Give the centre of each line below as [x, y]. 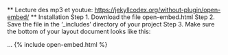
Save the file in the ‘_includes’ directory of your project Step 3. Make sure [111, 24]
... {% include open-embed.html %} [57, 44]
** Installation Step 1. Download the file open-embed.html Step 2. [123, 17]
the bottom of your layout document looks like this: [79, 31]
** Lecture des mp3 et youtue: [50, 10]
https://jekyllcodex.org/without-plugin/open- [158, 10]
